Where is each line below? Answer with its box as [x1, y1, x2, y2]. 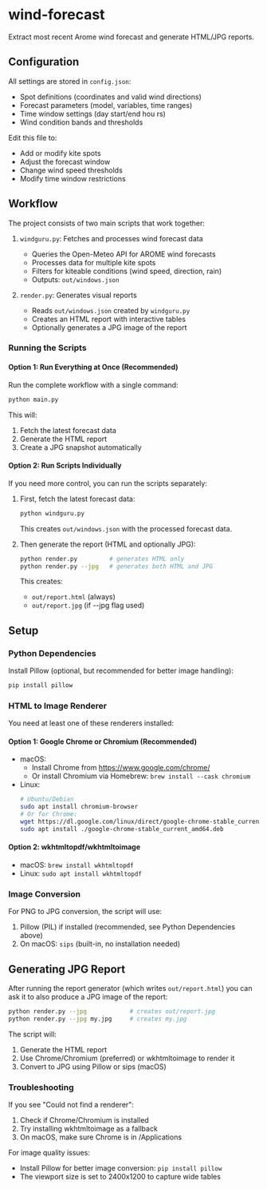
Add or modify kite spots [19, 148, 101, 157]
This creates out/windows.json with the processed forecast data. [19, 523, 233, 533]
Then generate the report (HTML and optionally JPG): [19, 539, 196, 549]
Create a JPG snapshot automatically [19, 442, 142, 452]
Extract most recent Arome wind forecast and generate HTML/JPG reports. [8, 32, 255, 42]
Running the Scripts [8, 342, 87, 353]
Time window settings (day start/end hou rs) [19, 109, 166, 118]
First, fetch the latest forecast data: [19, 494, 135, 503]
